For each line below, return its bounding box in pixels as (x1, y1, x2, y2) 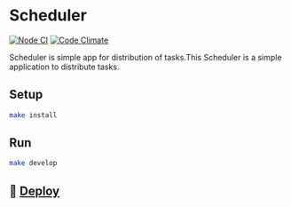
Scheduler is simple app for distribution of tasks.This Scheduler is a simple (9, 52, 282, 62)
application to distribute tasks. (9, 61, 120, 72)
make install (9, 110, 58, 120)
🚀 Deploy (9, 183, 60, 198)
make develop (9, 159, 58, 168)
